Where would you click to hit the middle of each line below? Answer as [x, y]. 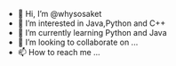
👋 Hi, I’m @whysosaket [60, 14]
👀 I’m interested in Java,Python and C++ [92, 23]
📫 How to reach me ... [59, 52]
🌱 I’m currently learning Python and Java [92, 33]
